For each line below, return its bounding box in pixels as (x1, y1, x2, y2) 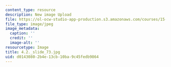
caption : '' (10, 31, 36, 36)
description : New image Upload (5, 12, 72, 17)
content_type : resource (5, 7, 56, 13)
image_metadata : (5, 26, 40, 31)
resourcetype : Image (5, 45, 49, 50)
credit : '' (10, 36, 33, 41)
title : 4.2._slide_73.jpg (5, 49, 60, 54)
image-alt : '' (10, 40, 40, 45)
